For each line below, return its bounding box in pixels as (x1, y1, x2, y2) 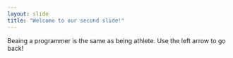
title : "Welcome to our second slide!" (7, 17, 125, 24)
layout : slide (7, 10, 49, 18)
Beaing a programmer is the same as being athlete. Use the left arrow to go (7, 36, 226, 45)
